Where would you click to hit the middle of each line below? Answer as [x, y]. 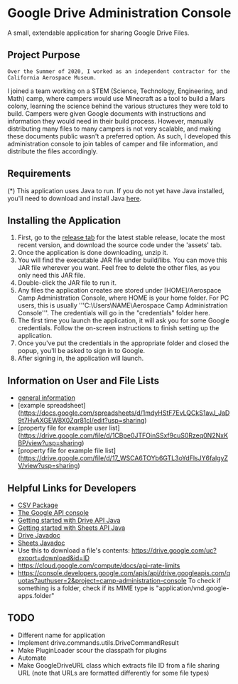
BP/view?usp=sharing [50, 443]
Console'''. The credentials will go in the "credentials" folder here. [114, 313]
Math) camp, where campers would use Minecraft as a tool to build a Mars [116, 98]
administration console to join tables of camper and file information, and [113, 143]
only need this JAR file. [51, 276]
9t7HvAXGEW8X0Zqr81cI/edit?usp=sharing [81, 420]
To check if [204, 581]
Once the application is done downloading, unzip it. [93, 253]
